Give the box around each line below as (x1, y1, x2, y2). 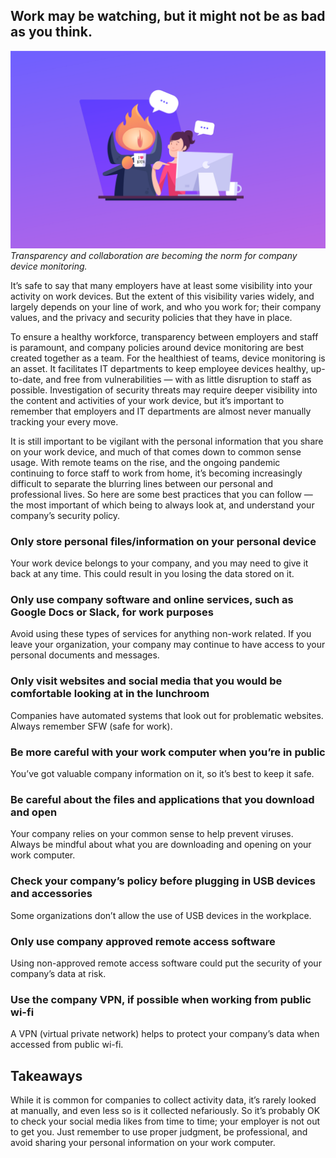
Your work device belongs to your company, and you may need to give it (10, 557, 309, 569)
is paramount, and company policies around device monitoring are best (10, 341, 305, 353)
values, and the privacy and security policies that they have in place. (10, 311, 293, 323)
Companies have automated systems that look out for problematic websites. (10, 709, 324, 721)
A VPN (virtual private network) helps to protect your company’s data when (10, 1028, 320, 1040)
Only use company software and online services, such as (10, 593, 294, 607)
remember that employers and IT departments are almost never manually (10, 405, 312, 417)
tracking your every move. (10, 415, 119, 428)
